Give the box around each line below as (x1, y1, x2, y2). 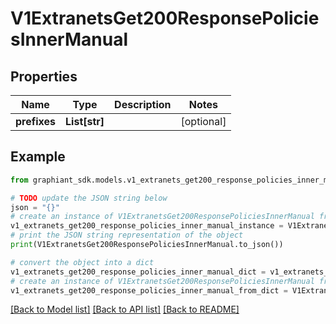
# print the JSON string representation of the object (10, 230, 244, 241)
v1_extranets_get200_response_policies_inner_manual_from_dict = (10, 285, 288, 296)
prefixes (15, 115, 57, 128)
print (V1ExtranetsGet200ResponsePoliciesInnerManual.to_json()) (10, 240, 284, 250)
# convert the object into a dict (10, 257, 155, 267)
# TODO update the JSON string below (10, 193, 168, 203)
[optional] (180, 115, 227, 128)
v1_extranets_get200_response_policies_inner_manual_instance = (10, 221, 284, 231)
